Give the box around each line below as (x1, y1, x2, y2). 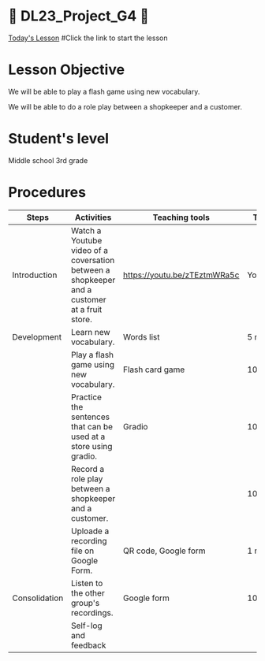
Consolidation (12, 592, 64, 603)
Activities (74, 212, 112, 223)
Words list (123, 331, 160, 342)
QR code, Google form (123, 545, 207, 556)
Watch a (70, 225, 102, 236)
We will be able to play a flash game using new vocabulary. (8, 87, 200, 96)
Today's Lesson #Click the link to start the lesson (8, 33, 168, 43)
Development (12, 331, 62, 342)
